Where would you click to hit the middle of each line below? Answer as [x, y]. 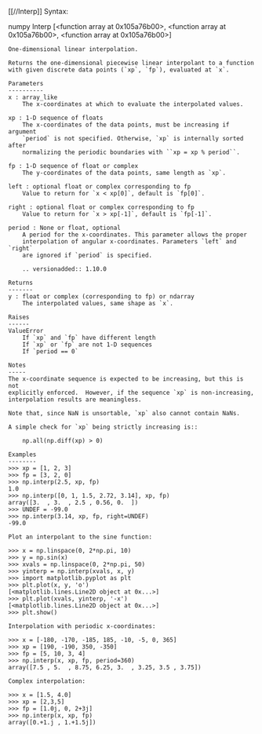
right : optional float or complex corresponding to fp [101, 207]
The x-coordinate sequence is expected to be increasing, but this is [126, 379]
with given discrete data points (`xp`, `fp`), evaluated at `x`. [119, 70]
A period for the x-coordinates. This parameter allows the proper [135, 235]
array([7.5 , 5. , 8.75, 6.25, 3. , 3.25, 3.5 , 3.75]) [105, 667]
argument [22, 132]
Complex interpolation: [47, 681]
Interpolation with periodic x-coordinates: [82, 626]
